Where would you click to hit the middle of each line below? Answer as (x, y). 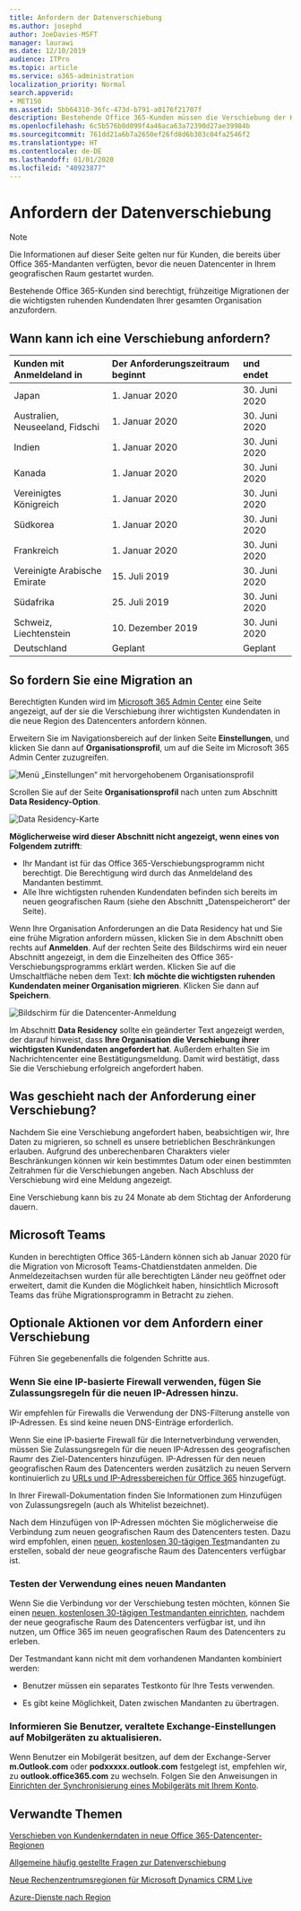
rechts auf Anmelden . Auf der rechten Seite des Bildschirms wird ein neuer (148, 947)
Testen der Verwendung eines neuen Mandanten (118, 1583)
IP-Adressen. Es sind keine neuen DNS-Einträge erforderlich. (122, 1422)
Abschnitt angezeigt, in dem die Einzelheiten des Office (112, 956)
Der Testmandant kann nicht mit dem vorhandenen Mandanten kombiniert (146, 1659)
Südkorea (34, 524)
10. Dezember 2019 (155, 628)
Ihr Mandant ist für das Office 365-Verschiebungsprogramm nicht (143, 863)
